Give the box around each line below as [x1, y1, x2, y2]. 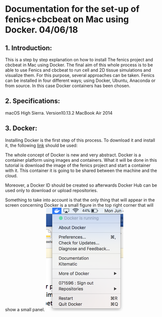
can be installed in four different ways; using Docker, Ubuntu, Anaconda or [5, 77, 156, 83]
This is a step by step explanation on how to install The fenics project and [5, 57, 153, 62]
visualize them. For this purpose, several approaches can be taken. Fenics [5, 73, 155, 78]
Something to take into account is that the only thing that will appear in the [5, 197, 155, 203]
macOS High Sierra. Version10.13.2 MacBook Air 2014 [5, 110, 113, 116]
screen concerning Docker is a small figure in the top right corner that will [5, 202, 154, 208]
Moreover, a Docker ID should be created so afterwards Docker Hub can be [5, 182, 158, 188]
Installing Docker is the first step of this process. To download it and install [5, 137, 155, 143]
